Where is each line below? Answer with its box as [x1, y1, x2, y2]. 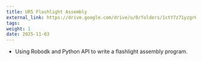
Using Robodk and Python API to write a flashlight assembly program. [14, 48, 188, 55]
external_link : [6, 14, 44, 21]
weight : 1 [6, 25, 31, 32]
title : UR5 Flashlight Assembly [6, 8, 87, 15]
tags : [6, 20, 20, 26]
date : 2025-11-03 [6, 31, 50, 37]
